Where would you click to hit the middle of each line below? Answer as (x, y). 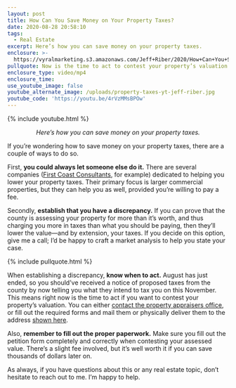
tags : (15, 33)
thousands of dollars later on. (50, 356)
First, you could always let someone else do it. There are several (102, 167)
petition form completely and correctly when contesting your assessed (110, 341)
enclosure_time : (31, 79)
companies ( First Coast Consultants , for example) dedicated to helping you (116, 174)
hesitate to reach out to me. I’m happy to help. (74, 377)
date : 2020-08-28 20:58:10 (47, 27)
